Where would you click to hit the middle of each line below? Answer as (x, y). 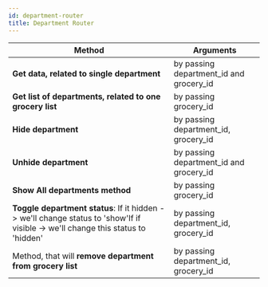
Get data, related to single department (87, 73)
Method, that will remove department (83, 256)
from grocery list (45, 265)
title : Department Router (51, 23)
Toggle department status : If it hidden (85, 208)
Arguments (215, 50)
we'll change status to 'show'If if (80, 218)
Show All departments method (72, 190)
